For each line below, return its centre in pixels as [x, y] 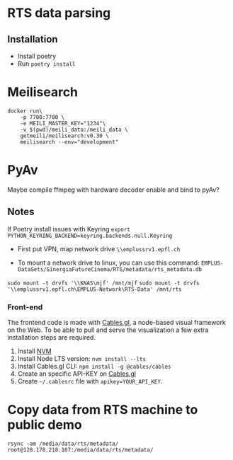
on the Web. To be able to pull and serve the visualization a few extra [108, 330]
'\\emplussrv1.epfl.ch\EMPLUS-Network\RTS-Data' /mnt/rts [95, 289]
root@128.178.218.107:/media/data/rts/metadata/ [80, 450]
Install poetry [37, 56]
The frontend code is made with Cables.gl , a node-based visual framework [117, 322]
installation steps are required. [51, 337]
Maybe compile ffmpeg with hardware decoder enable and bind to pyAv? [113, 190]
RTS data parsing [59, 13]
